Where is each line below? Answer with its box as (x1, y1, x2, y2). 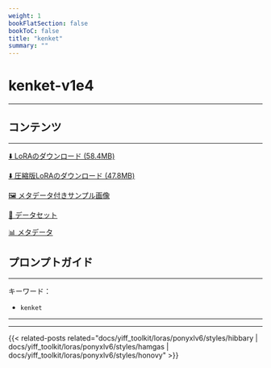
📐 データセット (8, 210, 58, 220)
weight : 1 (8, 11, 42, 20)
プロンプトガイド (8, 256, 94, 270)
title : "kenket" (8, 34, 63, 43)
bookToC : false (8, 27, 60, 35)
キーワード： (8, 286, 51, 295)
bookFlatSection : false (8, 19, 89, 27)
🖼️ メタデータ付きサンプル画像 (8, 190, 110, 200)
